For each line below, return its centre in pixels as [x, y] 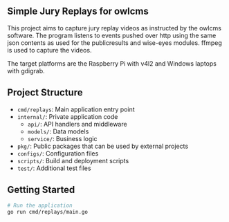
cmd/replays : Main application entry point [76, 109]
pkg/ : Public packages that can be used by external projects [103, 146]
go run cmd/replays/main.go [48, 212]
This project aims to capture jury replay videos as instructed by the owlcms [114, 28]
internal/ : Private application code [67, 116]
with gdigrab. [26, 71]
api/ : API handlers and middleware [77, 124]
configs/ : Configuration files [58, 153]
